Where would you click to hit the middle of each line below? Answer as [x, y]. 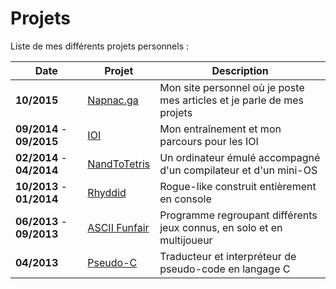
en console [185, 199]
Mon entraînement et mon [220, 129]
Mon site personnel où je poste [232, 87]
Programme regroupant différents [238, 215]
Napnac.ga [113, 100]
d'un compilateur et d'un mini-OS [238, 170]
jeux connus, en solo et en [221, 227]
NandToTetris [119, 164]
